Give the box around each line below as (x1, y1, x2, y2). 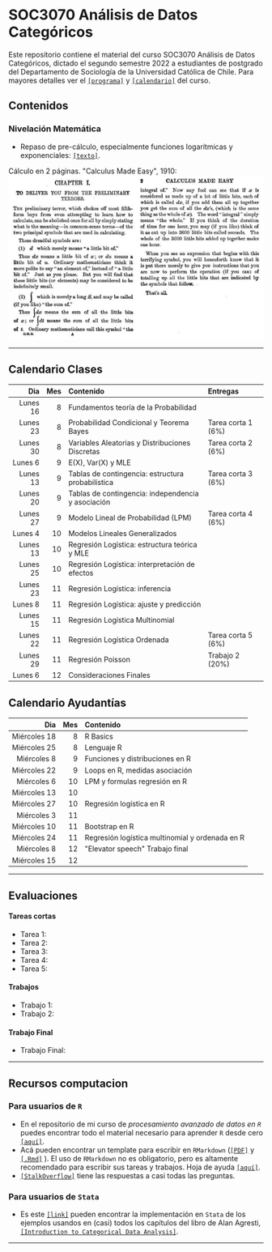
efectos (68, 569, 94, 578)
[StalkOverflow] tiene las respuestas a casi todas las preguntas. (19, 1170, 236, 1180)
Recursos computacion (8, 1076, 129, 1090)
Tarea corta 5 (207, 630, 253, 641)
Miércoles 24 (11, 833, 57, 843)
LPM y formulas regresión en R (84, 776, 188, 786)
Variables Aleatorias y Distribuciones (68, 437, 191, 447)
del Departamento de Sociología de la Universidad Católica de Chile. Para (8, 66, 254, 76)
